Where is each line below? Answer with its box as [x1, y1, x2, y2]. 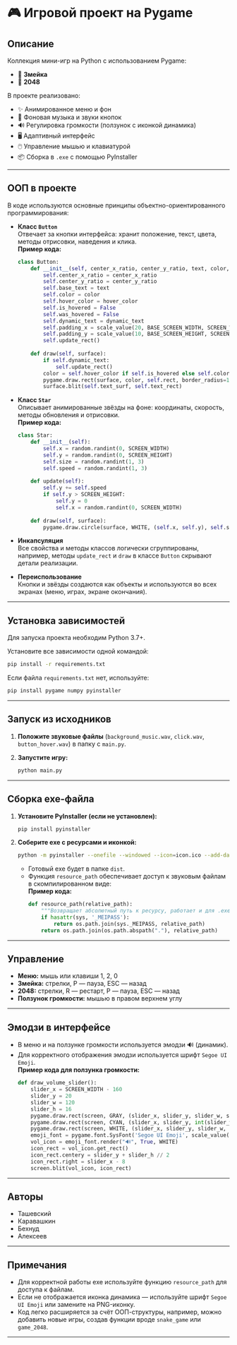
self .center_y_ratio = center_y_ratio [43, 278, 157, 285]
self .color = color [43, 291, 100, 298]
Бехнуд [17, 1224, 40, 1233]
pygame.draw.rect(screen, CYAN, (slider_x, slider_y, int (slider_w [30, 1118, 233, 1126]
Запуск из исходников [7, 713, 111, 725]
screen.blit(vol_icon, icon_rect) [30, 1164, 132, 1171]
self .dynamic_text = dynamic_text [43, 318, 145, 325]
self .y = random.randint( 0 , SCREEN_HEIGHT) [43, 452, 173, 459]
